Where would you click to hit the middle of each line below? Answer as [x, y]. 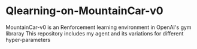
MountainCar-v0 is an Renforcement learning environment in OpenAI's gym [99, 27]
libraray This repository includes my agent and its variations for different [95, 33]
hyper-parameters [28, 40]
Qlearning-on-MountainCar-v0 [84, 11]
